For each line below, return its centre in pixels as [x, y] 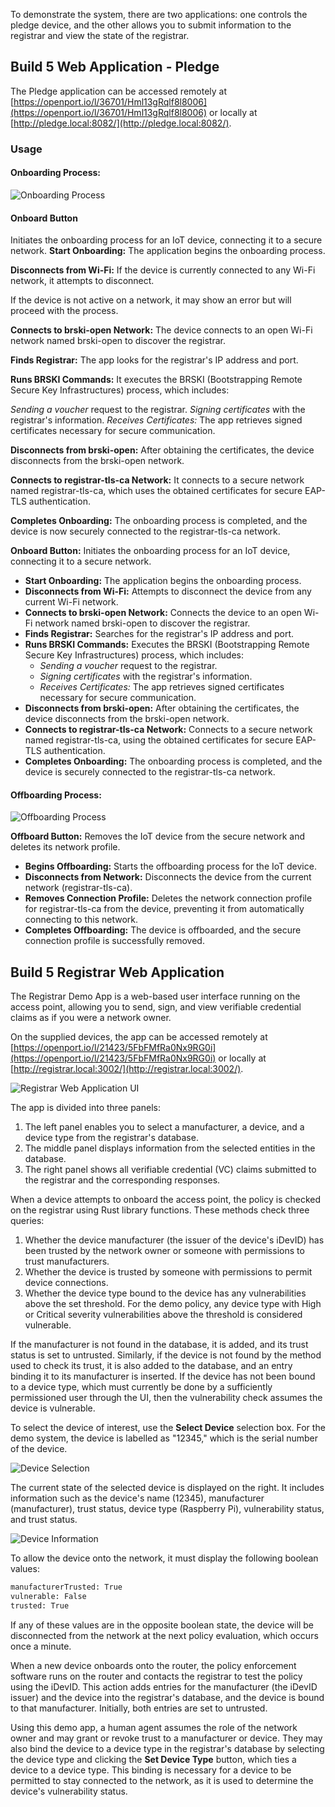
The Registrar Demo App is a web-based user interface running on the [155, 996]
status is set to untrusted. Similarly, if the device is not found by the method [166, 1355]
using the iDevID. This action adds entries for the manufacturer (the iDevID [164, 1686]
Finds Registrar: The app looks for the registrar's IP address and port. [154, 360]
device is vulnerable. [53, 1408]
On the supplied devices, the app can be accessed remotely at [139, 1037]
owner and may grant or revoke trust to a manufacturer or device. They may [166, 1738]
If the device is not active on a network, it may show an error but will [151, 300]
